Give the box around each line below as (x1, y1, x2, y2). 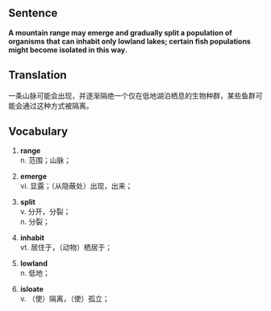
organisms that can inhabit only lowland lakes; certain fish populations (8, 36, 252, 46)
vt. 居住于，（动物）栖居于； (19, 243, 113, 252)
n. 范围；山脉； (19, 155, 72, 165)
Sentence (8, 6, 58, 20)
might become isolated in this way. (8, 44, 127, 55)
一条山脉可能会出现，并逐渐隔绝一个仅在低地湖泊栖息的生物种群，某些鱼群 (8, 90, 256, 100)
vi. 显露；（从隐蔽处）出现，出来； (19, 181, 133, 191)
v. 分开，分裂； (19, 207, 71, 217)
